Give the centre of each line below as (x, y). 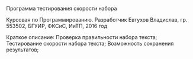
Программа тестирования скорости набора (62, 8)
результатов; (22, 50)
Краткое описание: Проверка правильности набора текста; (82, 37)
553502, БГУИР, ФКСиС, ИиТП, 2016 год (57, 26)
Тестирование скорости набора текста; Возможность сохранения (90, 44)
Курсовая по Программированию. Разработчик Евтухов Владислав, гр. (97, 20)
